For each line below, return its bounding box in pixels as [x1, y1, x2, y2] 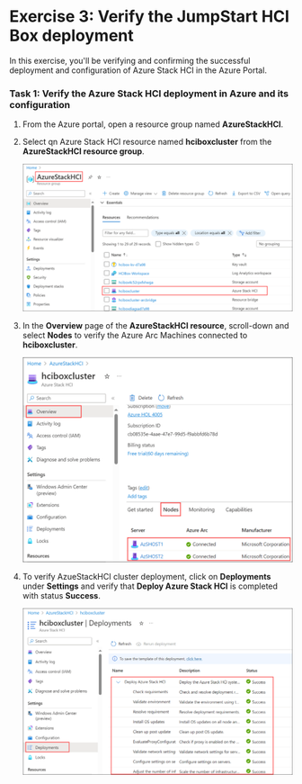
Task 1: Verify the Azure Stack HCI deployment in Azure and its [9, 87, 289, 100]
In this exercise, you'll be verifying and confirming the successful [9, 55, 251, 66]
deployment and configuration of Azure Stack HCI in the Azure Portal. [9, 65, 268, 76]
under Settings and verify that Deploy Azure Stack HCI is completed [22, 581, 279, 591]
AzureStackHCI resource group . [22, 146, 146, 157]
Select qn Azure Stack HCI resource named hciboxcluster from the [22, 137, 272, 148]
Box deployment [9, 25, 135, 46]
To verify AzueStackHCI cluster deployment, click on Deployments [22, 571, 271, 581]
